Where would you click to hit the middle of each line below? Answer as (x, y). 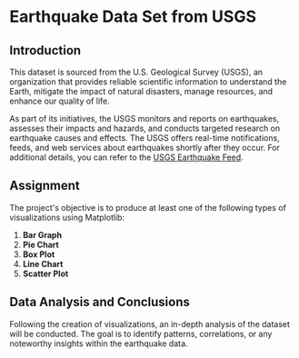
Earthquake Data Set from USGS (133, 17)
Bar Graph (42, 234)
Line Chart (43, 264)
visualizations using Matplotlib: (67, 217)
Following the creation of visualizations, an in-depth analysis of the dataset (150, 323)
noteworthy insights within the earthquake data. (99, 343)
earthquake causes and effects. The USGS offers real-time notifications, (145, 138)
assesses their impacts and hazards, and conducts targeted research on (145, 128)
